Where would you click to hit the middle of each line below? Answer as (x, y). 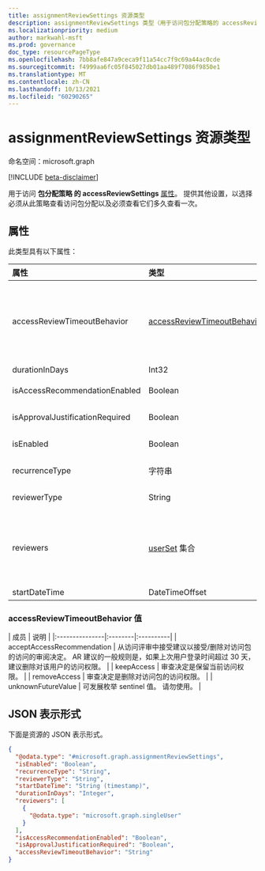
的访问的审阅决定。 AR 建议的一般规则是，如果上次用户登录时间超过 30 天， (131, 657)
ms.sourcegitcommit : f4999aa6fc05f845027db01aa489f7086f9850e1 (114, 67)
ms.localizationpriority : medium (63, 30)
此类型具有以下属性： (43, 251)
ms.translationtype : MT (47, 74)
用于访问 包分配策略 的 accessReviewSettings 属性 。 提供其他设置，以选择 (131, 194)
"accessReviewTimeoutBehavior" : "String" (84, 852)
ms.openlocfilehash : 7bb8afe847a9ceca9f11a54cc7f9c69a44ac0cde (114, 60)
